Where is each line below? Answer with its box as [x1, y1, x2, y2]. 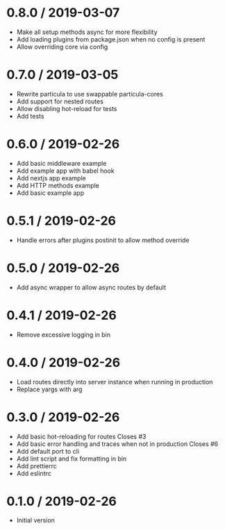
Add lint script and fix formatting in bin [16, 454, 127, 463]
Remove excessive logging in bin [16, 330, 111, 339]
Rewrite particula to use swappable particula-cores [16, 89, 164, 98]
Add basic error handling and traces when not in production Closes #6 [16, 439, 219, 448]
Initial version [16, 516, 55, 524]
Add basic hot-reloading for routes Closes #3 [16, 432, 147, 441]
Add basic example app [16, 189, 85, 197]
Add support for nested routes [16, 97, 103, 105]
